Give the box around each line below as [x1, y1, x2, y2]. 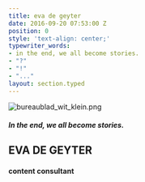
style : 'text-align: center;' [8, 34, 111, 43]
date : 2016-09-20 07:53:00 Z [8, 19, 107, 28]
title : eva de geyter [8, 11, 82, 20]
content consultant [8, 167, 75, 176]
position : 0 [8, 27, 49, 35]
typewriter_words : [8, 42, 70, 50]
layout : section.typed [8, 79, 85, 87]
